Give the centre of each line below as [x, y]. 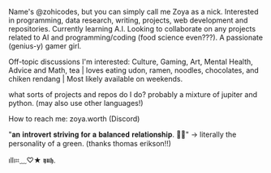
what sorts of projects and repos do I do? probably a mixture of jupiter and [133, 95]
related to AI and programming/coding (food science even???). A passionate [136, 37]
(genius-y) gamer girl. [45, 46]
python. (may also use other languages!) [76, 103]
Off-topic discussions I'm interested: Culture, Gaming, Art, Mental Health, [131, 61]
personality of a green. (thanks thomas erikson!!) [90, 143]
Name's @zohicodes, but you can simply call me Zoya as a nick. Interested [133, 12]
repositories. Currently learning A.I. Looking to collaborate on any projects [132, 29]
